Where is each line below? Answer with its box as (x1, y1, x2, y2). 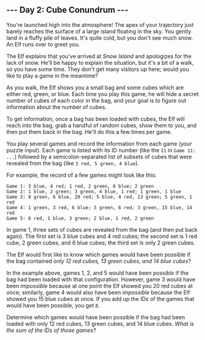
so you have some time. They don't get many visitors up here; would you (6, 65, 189, 73)
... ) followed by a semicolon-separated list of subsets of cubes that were (6, 153, 192, 160)
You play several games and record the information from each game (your (6, 140, 192, 147)
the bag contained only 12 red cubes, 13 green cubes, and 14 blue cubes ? (6, 257, 191, 265)
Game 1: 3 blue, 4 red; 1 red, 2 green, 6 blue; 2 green (6, 183, 154, 189)
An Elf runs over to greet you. (6, 40, 81, 48)
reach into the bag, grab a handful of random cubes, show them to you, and (6, 122, 197, 129)
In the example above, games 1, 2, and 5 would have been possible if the (6, 269, 189, 276)
